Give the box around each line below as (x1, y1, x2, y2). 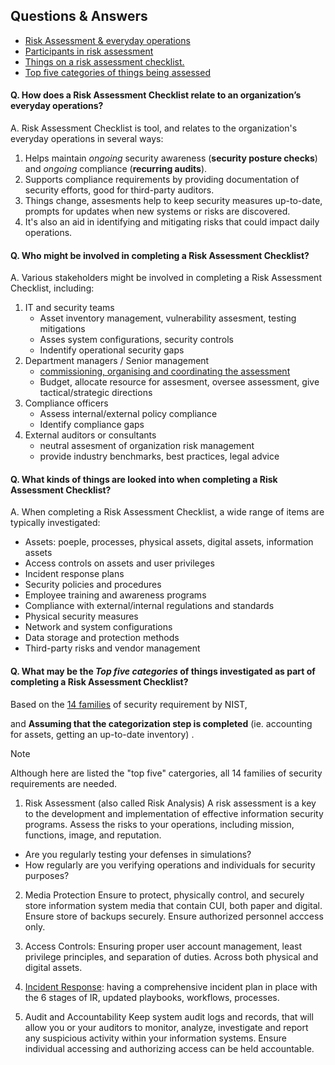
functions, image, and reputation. (24, 829, 162, 841)
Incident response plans (24, 568, 125, 580)
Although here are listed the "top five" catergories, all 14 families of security (10, 767, 323, 779)
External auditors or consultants (24, 429, 157, 441)
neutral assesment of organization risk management (39, 440, 255, 452)
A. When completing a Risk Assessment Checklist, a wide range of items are (10, 506, 325, 518)
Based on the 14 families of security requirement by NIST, (10, 698, 248, 710)
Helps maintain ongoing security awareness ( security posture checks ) (24, 152, 318, 164)
